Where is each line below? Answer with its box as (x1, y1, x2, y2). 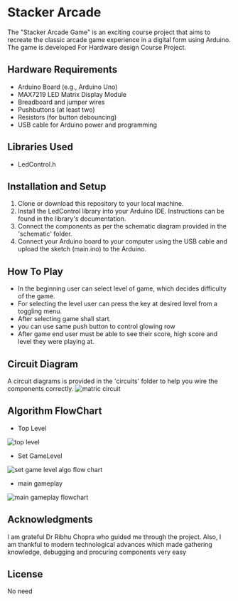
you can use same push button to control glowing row (17, 322, 175, 331)
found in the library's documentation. (17, 214, 126, 223)
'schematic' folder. (17, 229, 72, 239)
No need (7, 587, 33, 595)
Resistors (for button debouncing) (17, 113, 117, 121)
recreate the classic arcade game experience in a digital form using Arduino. (7, 35, 231, 43)
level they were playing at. (17, 338, 94, 346)
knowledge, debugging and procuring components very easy (7, 548, 187, 556)
